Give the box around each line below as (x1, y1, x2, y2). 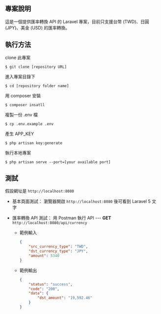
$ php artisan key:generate (5, 141, 63, 145)
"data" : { (28, 291, 49, 296)
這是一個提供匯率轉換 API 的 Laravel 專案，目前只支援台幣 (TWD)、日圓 (5, 19, 150, 25)
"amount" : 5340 (28, 254, 60, 258)
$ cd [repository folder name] (5, 83, 69, 88)
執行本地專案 (5, 149, 31, 156)
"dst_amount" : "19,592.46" (37, 295, 92, 301)
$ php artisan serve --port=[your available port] (5, 159, 111, 165)
